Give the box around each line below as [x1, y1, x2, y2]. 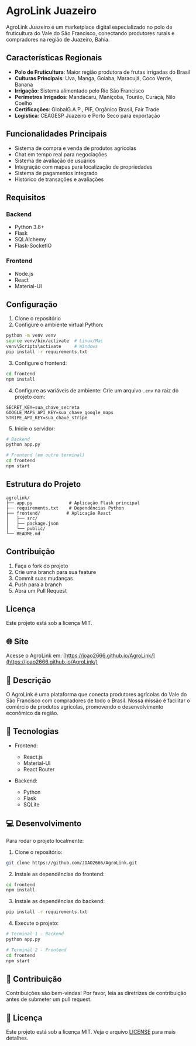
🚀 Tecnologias [6, 726, 59, 736]
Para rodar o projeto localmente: [6, 837, 84, 844]
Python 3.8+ [14, 224, 45, 231]
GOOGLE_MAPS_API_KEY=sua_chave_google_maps [6, 409, 114, 415]
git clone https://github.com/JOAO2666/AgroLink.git [6, 860, 137, 866]
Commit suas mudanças [14, 575, 73, 582]
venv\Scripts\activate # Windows [6, 344, 98, 350]
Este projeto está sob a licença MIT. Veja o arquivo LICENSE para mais [6, 1028, 176, 1035]
